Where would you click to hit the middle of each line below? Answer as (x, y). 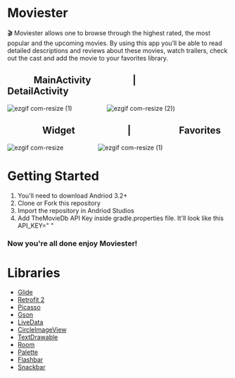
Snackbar (31, 367)
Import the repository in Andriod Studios (76, 210)
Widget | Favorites (132, 131)
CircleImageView (42, 330)
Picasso (29, 307)
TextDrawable (38, 337)
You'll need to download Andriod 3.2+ (72, 195)
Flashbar (30, 360)
